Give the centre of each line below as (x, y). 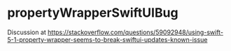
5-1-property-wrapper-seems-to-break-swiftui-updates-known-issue (107, 39)
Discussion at (27, 32)
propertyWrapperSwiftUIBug (93, 13)
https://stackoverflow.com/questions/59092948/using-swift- (136, 32)
